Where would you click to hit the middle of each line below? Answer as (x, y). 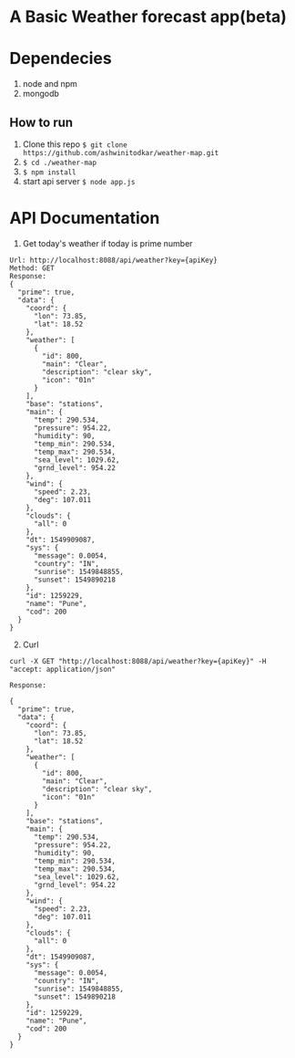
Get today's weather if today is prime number (107, 243)
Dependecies (61, 59)
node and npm (50, 84)
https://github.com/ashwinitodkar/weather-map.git (121, 152)
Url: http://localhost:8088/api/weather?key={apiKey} (114, 260)
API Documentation (85, 219)
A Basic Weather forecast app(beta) (148, 17)
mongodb (41, 94)
